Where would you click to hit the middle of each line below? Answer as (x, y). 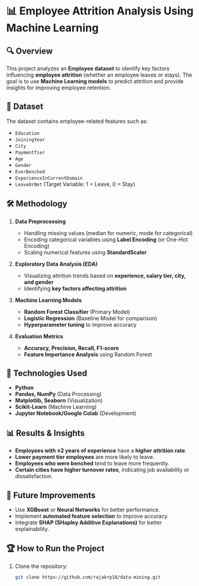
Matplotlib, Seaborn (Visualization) (59, 400)
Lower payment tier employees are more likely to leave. (85, 457)
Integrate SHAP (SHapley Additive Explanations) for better (88, 523)
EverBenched (30, 172)
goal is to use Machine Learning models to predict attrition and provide (95, 81)
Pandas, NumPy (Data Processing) (58, 394)
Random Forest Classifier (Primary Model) (77, 312)
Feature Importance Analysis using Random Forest (88, 354)
